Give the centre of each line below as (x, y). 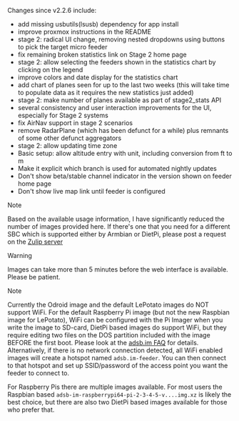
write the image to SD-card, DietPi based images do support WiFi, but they (117, 327)
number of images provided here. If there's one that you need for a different (119, 227)
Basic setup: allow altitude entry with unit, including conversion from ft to (125, 153)
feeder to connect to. (39, 373)
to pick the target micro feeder (63, 47)
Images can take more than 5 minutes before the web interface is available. (118, 269)
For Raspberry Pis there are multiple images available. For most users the (115, 387)
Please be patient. (34, 277)
